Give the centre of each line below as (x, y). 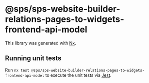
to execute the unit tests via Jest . (78, 75)
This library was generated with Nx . (41, 43)
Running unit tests (33, 58)
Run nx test (17, 70)
